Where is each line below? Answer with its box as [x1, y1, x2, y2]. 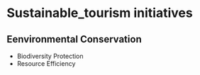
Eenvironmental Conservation [6, 33, 143, 45]
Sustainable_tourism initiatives [6, 5, 193, 21]
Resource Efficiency [16, 59, 76, 68]
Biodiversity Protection [16, 52, 84, 60]
